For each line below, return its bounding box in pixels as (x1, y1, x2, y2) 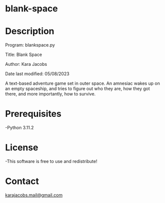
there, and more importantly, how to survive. (5, 91, 96, 97)
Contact (5, 176, 39, 187)
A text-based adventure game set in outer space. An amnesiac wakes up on (5, 80, 160, 87)
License (5, 142, 39, 153)
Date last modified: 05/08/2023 (5, 71, 69, 77)
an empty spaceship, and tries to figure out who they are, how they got (5, 86, 150, 92)
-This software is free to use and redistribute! (5, 158, 98, 164)
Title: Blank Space (5, 51, 42, 57)
